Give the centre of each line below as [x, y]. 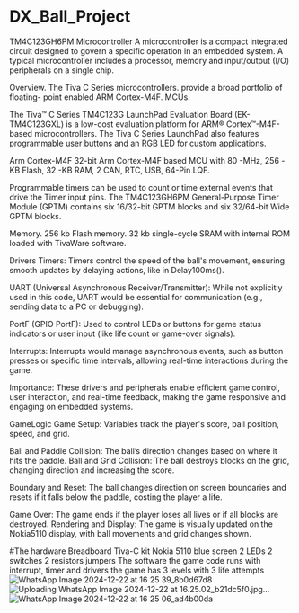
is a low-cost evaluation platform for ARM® [145, 124]
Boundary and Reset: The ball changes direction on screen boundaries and [148, 487]
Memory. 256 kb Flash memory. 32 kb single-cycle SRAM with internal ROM [149, 233]
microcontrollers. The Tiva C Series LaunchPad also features [147, 133]
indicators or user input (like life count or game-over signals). [123, 333]
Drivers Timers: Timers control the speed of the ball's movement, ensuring [147, 260]
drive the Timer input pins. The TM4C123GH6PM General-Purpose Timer [145, 197]
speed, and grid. [40, 433]
